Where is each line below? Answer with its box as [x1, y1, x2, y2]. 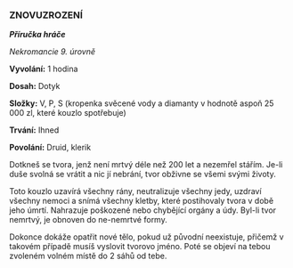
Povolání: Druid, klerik [9, 142, 92, 153]
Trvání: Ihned [9, 125, 60, 135]
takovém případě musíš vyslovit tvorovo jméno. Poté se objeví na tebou [9, 241, 271, 252]
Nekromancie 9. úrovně [9, 46, 96, 57]
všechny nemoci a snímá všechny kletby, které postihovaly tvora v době [9, 196, 274, 207]
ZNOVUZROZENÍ [9, 9, 83, 21]
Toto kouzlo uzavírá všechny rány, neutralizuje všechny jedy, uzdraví [9, 186, 262, 197]
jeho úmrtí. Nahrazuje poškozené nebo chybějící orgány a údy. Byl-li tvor [9, 205, 277, 215]
